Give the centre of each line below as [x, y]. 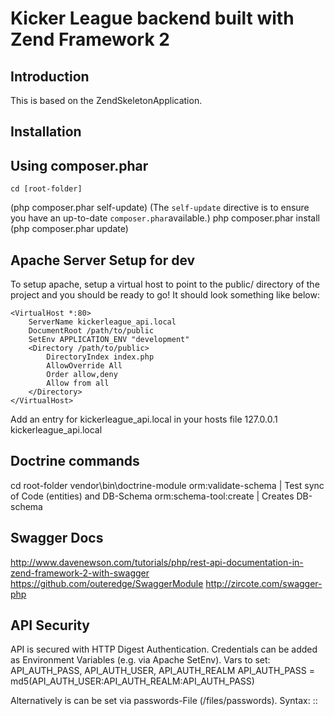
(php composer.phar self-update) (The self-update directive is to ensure [160, 208]
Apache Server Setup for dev [103, 260]
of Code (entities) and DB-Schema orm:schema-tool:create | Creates [152, 496]
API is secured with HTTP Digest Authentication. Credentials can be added [164, 649]
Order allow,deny [82, 375]
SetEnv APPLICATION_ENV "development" [109, 340]
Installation [46, 132]
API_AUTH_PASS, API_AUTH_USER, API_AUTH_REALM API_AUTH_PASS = [162, 671]
